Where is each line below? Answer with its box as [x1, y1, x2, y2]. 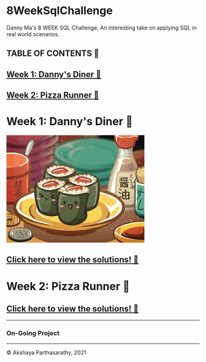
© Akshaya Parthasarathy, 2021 [6, 349, 86, 356]
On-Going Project [6, 329, 60, 337]
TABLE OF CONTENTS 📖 [6, 48, 99, 59]
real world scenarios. [6, 30, 59, 37]
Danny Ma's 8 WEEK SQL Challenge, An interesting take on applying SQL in [6, 24, 197, 31]
